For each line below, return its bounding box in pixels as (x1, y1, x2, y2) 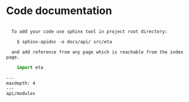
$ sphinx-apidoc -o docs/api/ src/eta (17, 39, 112, 45)
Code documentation (6, 4, 112, 18)
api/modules (6, 90, 35, 96)
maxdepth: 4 (6, 80, 35, 86)
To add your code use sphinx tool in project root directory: (11, 28, 168, 35)
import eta (17, 64, 44, 70)
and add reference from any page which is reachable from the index (11, 49, 184, 55)
